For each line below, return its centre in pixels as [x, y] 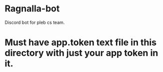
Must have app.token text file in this [81, 42]
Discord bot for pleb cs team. [35, 22]
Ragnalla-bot [32, 9]
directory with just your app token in [81, 53]
